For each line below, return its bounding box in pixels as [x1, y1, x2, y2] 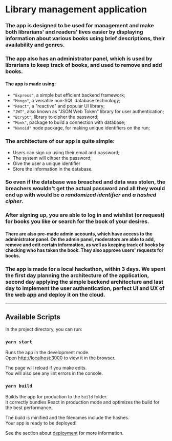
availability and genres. [5, 41, 65, 48]
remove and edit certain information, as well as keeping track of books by [5, 242, 165, 248]
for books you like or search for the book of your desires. [5, 218, 149, 225]
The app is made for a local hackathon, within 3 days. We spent [5, 265, 166, 272]
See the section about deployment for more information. [5, 430, 124, 436]
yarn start [5, 339, 32, 345]
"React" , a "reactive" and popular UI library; [12, 103, 105, 109]
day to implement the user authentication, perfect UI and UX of [5, 284, 165, 291]
